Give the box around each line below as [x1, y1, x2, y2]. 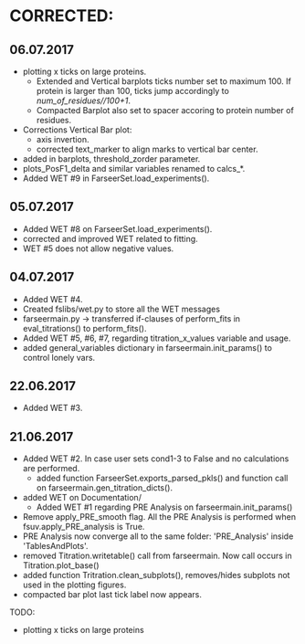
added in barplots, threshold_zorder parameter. [22, 153, 201, 164]
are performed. [22, 463, 80, 474]
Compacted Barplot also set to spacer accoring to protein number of [36, 105, 294, 115]
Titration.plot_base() [22, 560, 100, 571]
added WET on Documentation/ [22, 492, 142, 503]
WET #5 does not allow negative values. [22, 243, 174, 254]
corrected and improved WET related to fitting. [22, 233, 198, 244]
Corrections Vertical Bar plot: [22, 124, 132, 135]
